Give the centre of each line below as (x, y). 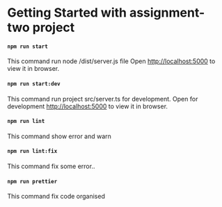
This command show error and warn (59, 136)
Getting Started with (67, 13)
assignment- (167, 13)
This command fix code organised (56, 197)
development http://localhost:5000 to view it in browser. (88, 106)
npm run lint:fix (32, 151)
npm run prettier (32, 181)
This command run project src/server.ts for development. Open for (103, 99)
